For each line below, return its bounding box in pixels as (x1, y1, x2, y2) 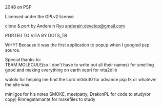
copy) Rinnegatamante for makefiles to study (5, 96, 96, 102)
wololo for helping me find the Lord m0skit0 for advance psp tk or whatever (5, 77, 157, 82)
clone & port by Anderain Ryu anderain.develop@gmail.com (5, 23, 125, 29)
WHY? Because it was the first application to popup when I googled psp (5, 42, 150, 48)
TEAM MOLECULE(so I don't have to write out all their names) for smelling (5, 62, 154, 67)
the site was (5, 82, 29, 87)
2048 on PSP (5, 4, 32, 10)
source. (5, 47, 20, 53)
